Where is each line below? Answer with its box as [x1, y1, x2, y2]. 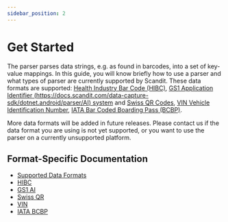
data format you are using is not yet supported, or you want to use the [7, 126, 205, 134]
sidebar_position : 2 [7, 10, 66, 17]
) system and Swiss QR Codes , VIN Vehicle [88, 98, 210, 107]
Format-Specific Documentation [7, 153, 149, 165]
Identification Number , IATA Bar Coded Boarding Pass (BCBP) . [7, 105, 183, 113]
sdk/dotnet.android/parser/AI [7, 98, 89, 107]
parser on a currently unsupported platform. [7, 133, 131, 141]
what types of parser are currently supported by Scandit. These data [7, 77, 201, 85]
